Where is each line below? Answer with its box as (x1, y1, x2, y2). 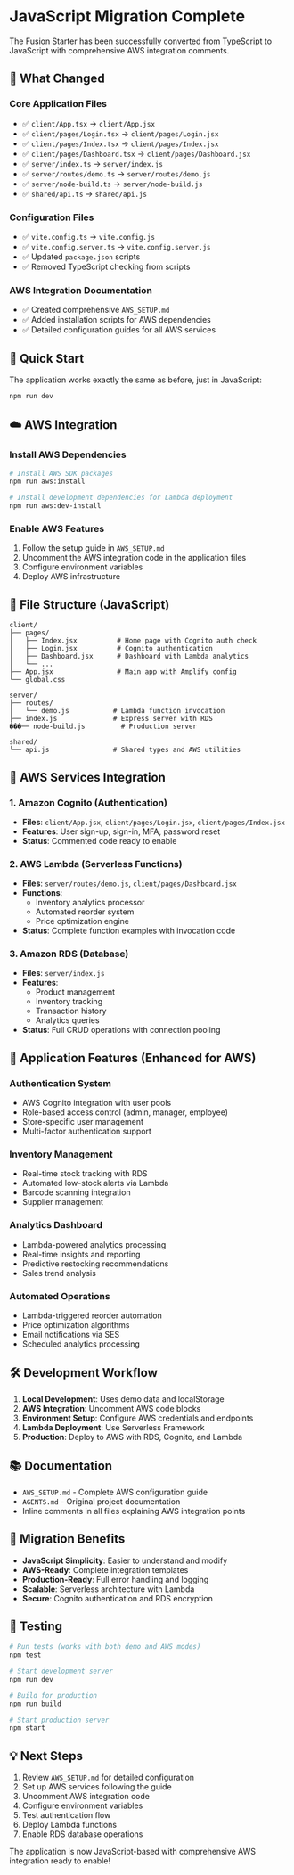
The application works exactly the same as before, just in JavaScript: (9, 374, 263, 385)
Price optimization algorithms (21, 1320, 130, 1331)
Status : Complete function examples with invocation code (21, 925, 236, 937)
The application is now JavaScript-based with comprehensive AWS (9, 1846, 257, 1857)
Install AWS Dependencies (9, 448, 127, 461)
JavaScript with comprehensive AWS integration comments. (9, 45, 230, 55)
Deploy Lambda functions (21, 1820, 118, 1830)
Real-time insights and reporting (21, 1249, 141, 1259)
